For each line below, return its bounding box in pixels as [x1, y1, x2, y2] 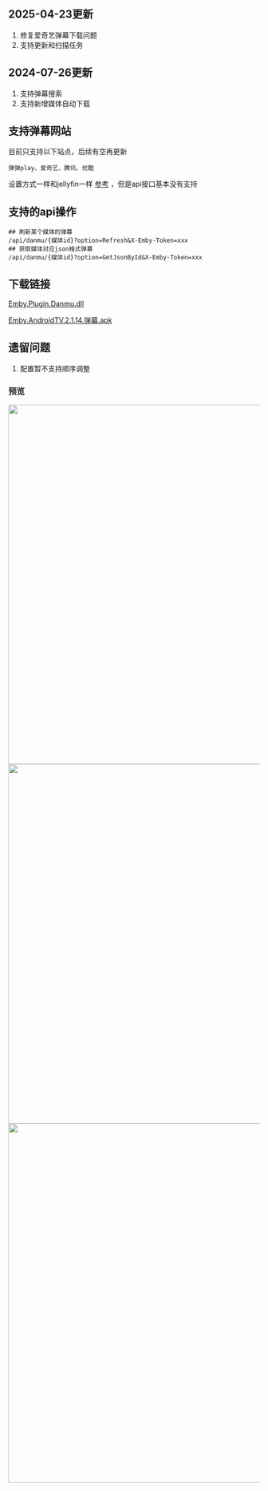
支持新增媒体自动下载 [19, 98, 90, 108]
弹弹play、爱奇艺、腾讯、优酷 [8, 165, 94, 172]
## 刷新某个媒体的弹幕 [8, 228, 73, 236]
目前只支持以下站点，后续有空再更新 [8, 147, 128, 157]
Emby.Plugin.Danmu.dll [8, 299, 85, 309]
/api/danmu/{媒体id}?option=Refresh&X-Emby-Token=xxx [8, 236, 189, 245]
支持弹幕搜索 [19, 89, 62, 98]
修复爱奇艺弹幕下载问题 [19, 30, 97, 40]
